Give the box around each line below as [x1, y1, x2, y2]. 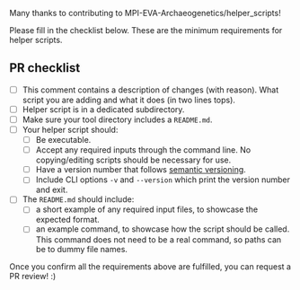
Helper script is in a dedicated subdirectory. [22, 103, 185, 115]
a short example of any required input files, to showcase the [35, 204, 259, 215]
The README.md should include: [22, 194, 135, 205]
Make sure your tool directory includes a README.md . [22, 114, 213, 125]
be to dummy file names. [35, 243, 128, 254]
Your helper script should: [22, 125, 119, 135]
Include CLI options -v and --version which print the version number [35, 174, 290, 185]
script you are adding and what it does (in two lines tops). [22, 94, 236, 105]
